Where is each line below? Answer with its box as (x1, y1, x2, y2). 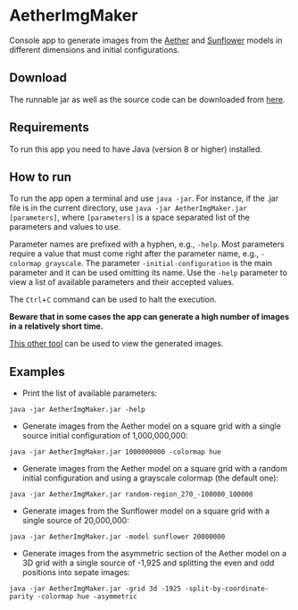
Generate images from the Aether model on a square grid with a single (21, 421, 281, 431)
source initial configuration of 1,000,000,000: (21, 430, 189, 441)
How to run (9, 169, 72, 184)
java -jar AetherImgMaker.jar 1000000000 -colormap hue (9, 447, 221, 456)
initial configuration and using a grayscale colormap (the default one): (21, 472, 279, 483)
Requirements (9, 120, 89, 135)
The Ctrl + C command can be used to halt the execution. (9, 294, 217, 305)
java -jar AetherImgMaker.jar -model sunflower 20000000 (9, 532, 226, 541)
